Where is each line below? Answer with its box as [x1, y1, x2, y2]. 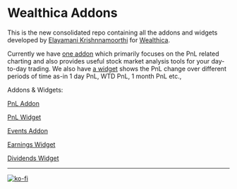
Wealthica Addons [7, 5, 118, 21]
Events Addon [7, 126, 48, 135]
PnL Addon [7, 99, 40, 107]
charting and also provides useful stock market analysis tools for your [7, 56, 210, 65]
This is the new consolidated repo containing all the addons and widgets [7, 28, 218, 37]
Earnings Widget [7, 140, 56, 149]
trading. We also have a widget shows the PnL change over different [28, 64, 227, 73]
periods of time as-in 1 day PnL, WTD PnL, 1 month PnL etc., [7, 72, 182, 80]
